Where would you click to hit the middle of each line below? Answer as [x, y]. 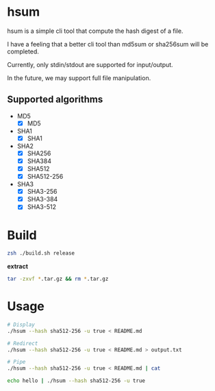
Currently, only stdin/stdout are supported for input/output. [90, 64]
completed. [23, 51]
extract [18, 266]
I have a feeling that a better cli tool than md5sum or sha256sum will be [108, 44]
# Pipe [16, 362]
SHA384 [39, 161]
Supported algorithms [55, 100]
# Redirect [23, 343]
